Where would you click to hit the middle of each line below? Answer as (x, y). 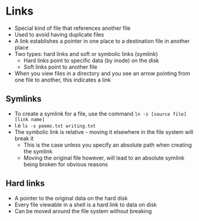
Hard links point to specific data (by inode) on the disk (91, 60)
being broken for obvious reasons (66, 164)
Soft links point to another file (60, 67)
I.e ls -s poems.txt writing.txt (55, 125)
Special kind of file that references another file (73, 28)
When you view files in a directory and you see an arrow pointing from (102, 73)
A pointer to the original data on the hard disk (71, 198)
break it (24, 138)
